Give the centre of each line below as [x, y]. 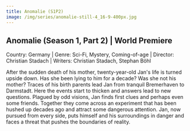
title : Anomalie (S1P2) [35, 11]
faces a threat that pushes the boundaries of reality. [68, 122]
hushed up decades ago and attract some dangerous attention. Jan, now [94, 109]
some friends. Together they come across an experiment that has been [91, 104]
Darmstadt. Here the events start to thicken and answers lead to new [89, 91]
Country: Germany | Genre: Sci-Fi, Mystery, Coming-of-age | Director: [90, 55]
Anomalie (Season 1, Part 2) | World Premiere [89, 41]
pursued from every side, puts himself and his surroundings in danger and [95, 116]
